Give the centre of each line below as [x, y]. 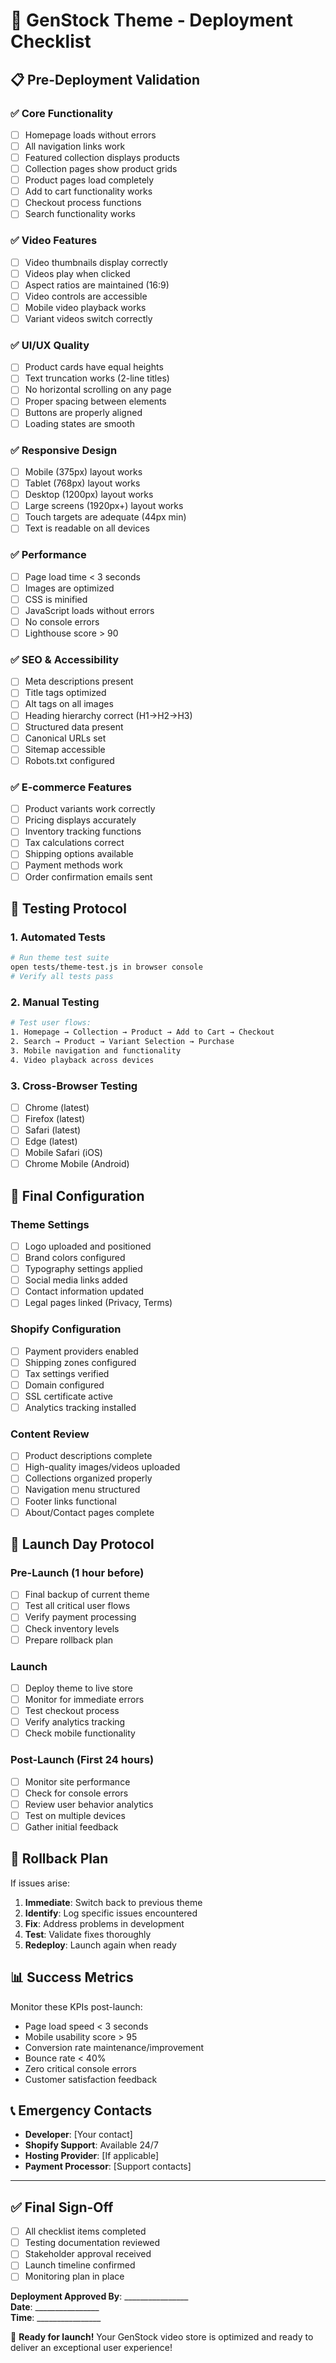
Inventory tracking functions [83, 831]
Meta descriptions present [79, 681]
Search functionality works [80, 214]
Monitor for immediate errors [84, 1700]
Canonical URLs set [65, 738]
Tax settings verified [67, 1373]
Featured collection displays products [102, 157]
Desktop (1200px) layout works [89, 495]
